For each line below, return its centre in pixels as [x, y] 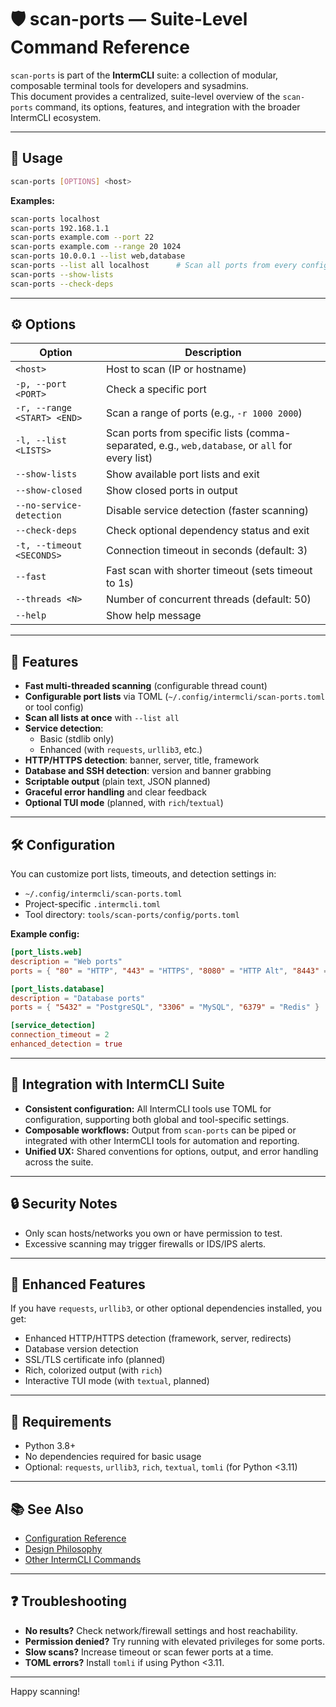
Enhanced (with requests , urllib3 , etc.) [121, 750]
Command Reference [100, 47]
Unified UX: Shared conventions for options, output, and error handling [171, 1151]
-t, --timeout [49, 545]
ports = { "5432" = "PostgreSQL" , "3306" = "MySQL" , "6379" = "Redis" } [165, 1007]
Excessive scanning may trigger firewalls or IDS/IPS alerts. [145, 1243]
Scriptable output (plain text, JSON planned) [117, 782]
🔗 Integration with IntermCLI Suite [117, 1084]
